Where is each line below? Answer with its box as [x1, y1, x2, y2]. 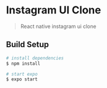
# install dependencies [6, 55, 64, 61]
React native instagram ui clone [20, 23, 96, 30]
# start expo [6, 71, 38, 77]
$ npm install [6, 61, 41, 66]
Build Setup [6, 40, 49, 50]
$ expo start [6, 76, 38, 82]
